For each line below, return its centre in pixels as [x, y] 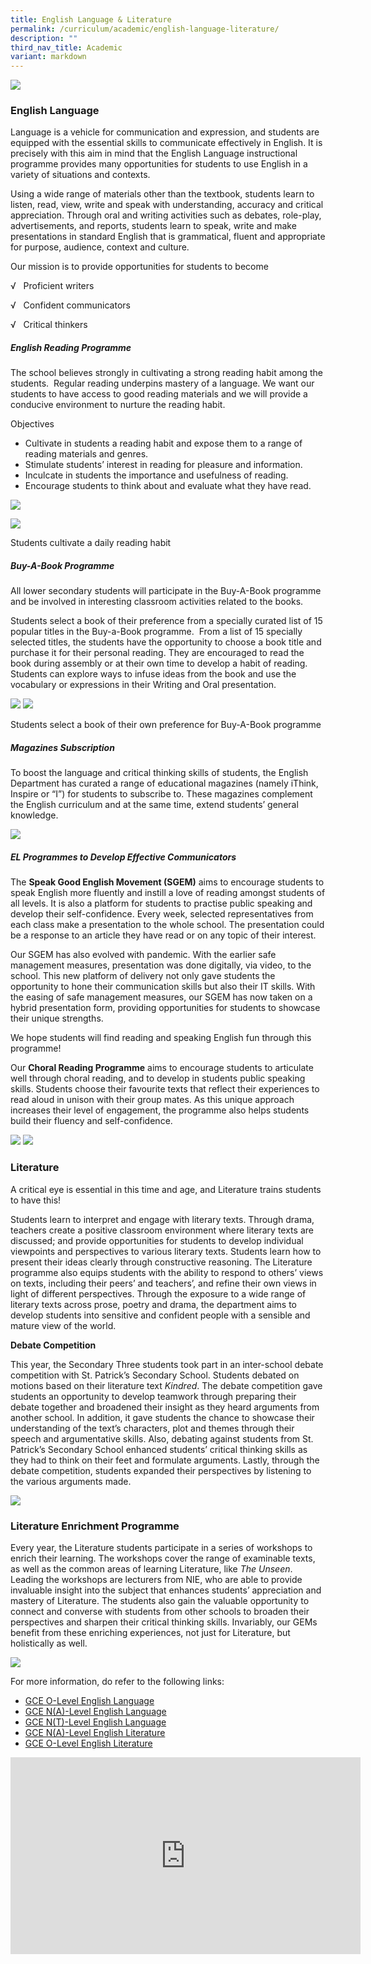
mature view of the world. [63, 1325]
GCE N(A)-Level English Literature [95, 1732]
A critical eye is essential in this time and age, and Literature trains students [166, 1189]
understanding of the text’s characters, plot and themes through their [152, 1428]
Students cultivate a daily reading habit [91, 543]
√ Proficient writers [52, 286]
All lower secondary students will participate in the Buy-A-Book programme [166, 591]
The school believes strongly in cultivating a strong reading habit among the [166, 373]
